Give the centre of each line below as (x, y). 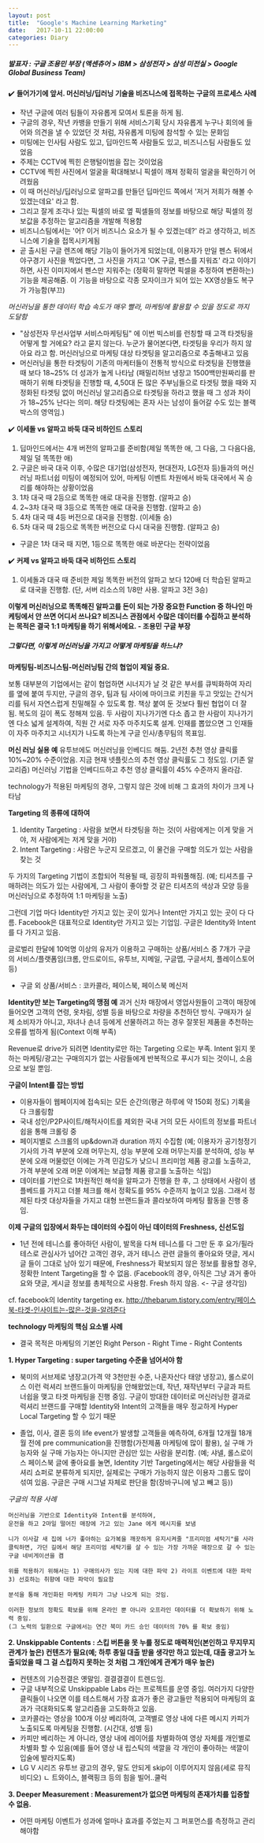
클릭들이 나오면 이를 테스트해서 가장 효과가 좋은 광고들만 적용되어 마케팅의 (133, 1699)
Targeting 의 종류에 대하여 (49, 813)
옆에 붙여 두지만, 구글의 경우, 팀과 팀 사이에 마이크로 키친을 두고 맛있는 (124, 694)
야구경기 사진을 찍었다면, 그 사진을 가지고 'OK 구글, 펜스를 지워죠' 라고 (127, 260)
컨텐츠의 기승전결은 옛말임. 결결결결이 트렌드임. (92, 1679)
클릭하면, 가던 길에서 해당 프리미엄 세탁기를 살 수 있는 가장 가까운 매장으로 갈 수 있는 (132, 1548)
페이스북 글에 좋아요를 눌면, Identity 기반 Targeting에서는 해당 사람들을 (138, 1463)
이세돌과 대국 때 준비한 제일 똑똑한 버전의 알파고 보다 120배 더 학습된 (125, 580)
